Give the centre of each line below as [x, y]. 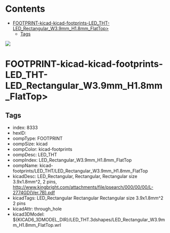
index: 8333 [25, 127]
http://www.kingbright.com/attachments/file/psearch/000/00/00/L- [83, 187]
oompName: [26, 165]
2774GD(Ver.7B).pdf [34, 192]
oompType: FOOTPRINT [38, 138]
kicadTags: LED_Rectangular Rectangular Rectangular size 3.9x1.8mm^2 [88, 198]
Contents [25, 9]
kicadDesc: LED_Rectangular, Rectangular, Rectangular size [75, 176]
